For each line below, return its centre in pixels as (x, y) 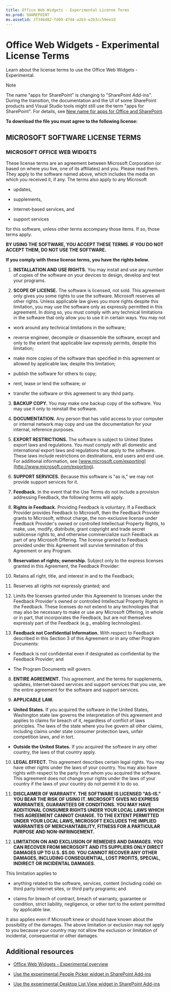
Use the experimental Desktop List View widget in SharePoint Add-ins (87, 984)
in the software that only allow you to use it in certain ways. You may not (89, 317)
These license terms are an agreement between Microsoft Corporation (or (83, 163)
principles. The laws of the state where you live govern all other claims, (88, 726)
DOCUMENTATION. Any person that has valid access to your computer (88, 418)
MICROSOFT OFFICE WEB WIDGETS (51, 152)
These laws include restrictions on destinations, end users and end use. (89, 456)
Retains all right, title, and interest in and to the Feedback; (74, 576)
